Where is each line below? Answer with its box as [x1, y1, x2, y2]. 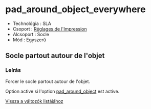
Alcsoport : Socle [12, 31, 50, 37]
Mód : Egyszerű [12, 37, 46, 43]
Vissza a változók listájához [5, 98, 63, 104]
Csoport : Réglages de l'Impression [12, 25, 87, 32]
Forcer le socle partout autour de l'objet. [5, 78, 91, 85]
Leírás [5, 67, 21, 74]
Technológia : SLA [12, 20, 51, 26]
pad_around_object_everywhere [5, 4, 146, 15]
